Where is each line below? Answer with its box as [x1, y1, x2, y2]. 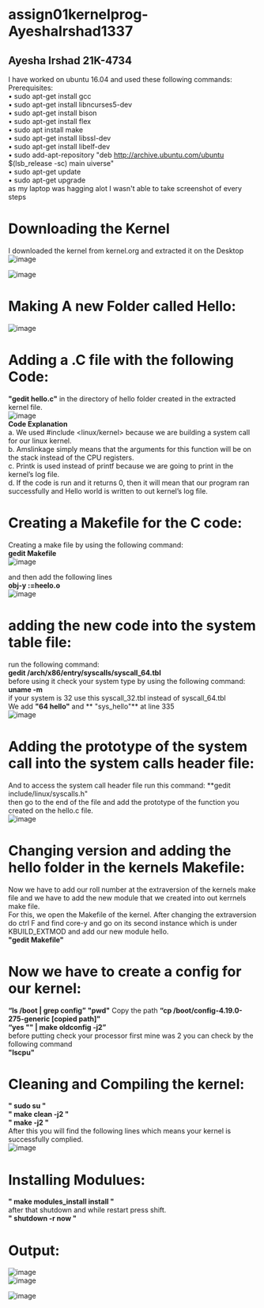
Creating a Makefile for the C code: [8, 514, 243, 532]
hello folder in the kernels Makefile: [8, 859, 245, 876]
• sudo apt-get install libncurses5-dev [8, 100, 133, 109]
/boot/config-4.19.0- [172, 1005, 243, 1015]
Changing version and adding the [8, 841, 232, 859]
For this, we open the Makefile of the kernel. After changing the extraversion [8, 910, 257, 919]
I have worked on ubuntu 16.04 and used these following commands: [8, 75, 232, 84]
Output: [8, 1242, 60, 1259]
